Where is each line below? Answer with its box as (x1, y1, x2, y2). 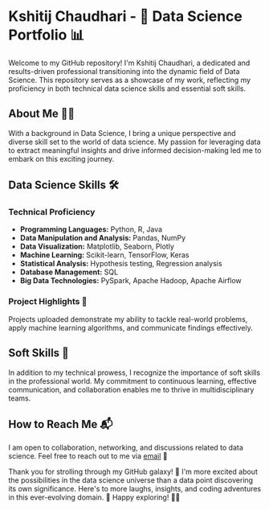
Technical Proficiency (8, 207, 96, 218)
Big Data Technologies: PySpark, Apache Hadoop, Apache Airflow (19, 276, 243, 286)
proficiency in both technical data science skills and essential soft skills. (8, 84, 247, 93)
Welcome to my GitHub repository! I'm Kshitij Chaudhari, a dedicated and (8, 58, 251, 68)
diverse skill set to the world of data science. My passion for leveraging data (8, 137, 261, 146)
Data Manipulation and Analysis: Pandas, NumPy (19, 233, 186, 243)
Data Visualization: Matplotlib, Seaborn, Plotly (19, 241, 175, 252)
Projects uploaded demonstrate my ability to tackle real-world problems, (8, 314, 248, 324)
